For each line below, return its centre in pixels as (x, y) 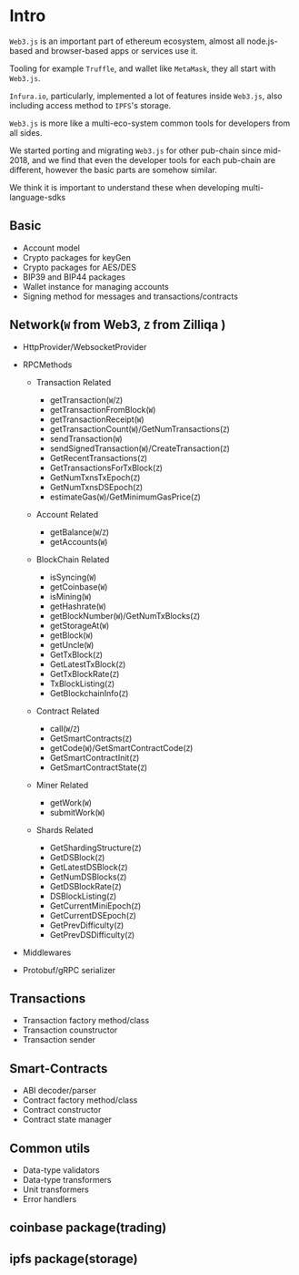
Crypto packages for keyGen (77, 257)
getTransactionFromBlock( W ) (103, 409)
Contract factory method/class (80, 1100)
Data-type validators (61, 1170)
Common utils (50, 1148)
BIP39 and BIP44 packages (74, 277)
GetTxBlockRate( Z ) (85, 673)
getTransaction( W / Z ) (86, 400)
